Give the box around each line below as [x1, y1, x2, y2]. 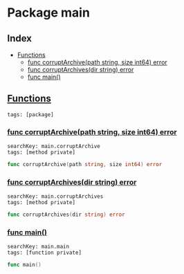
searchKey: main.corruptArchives [7, 193, 104, 200]
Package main [7, 5, 90, 21]
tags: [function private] [7, 249, 82, 257]
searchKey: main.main [7, 244, 70, 250]
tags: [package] [7, 111, 54, 118]
